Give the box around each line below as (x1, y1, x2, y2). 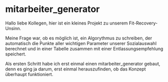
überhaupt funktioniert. (5, 71, 53, 77)
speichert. (5, 51, 27, 57)
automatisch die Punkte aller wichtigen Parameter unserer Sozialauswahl (5, 40, 157, 46)
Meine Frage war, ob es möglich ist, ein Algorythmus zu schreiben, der (5, 35, 152, 41)
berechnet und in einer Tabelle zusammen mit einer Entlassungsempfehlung (5, 45, 163, 51)
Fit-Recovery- (129, 20, 158, 26)
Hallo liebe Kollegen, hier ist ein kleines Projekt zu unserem (5, 20, 128, 26)
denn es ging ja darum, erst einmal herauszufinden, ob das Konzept (5, 66, 146, 72)
